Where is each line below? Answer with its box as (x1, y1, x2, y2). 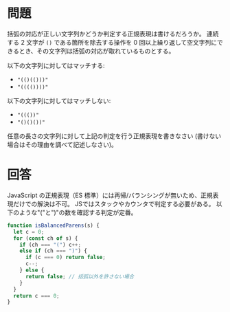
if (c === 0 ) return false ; (25, 254, 106, 261)
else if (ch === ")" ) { (19, 247, 88, 254)
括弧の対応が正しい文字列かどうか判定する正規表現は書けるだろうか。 (7, 30, 205, 38)
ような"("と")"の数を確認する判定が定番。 (19, 208, 137, 216)
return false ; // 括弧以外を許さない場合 (25, 273, 135, 280)
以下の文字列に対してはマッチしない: (7, 96, 111, 104)
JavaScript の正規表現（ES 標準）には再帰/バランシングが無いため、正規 (7, 191, 213, 199)
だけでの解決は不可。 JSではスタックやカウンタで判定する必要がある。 (12, 199, 215, 208)
